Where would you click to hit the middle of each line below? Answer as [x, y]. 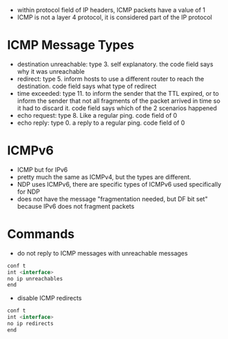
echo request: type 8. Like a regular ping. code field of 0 [97, 115]
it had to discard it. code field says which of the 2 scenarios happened [117, 108]
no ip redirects [30, 324]
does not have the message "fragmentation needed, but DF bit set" [112, 198]
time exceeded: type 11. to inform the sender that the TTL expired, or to [118, 93]
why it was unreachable [51, 71]
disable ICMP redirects [49, 298]
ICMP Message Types [71, 45]
